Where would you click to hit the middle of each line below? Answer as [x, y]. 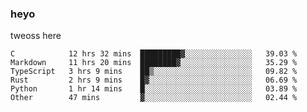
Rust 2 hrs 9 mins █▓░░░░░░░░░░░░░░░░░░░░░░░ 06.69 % [154, 80]
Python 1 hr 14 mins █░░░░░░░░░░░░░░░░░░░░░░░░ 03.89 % [154, 89]
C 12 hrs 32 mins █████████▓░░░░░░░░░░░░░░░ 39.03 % [154, 54]
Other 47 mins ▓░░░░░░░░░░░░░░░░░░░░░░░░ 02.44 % [154, 98]
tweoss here [36, 36]
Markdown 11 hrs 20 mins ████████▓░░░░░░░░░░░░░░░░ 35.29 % [154, 63]
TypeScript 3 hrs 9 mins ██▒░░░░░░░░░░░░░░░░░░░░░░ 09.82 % [154, 72]
